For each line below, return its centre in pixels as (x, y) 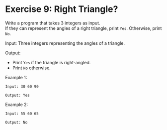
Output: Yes (17, 95)
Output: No (16, 122)
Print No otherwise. (31, 68)
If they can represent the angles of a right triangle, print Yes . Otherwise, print (83, 28)
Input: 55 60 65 (22, 114)
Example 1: (16, 77)
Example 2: (17, 104)
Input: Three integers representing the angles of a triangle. (65, 43)
